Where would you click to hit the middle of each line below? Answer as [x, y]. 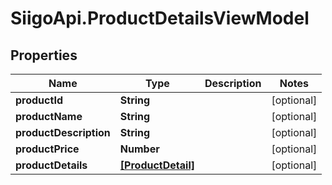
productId [39, 100]
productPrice [47, 149]
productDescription [63, 132]
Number [139, 149]
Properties [44, 55]
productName [49, 116]
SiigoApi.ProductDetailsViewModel [160, 18]
